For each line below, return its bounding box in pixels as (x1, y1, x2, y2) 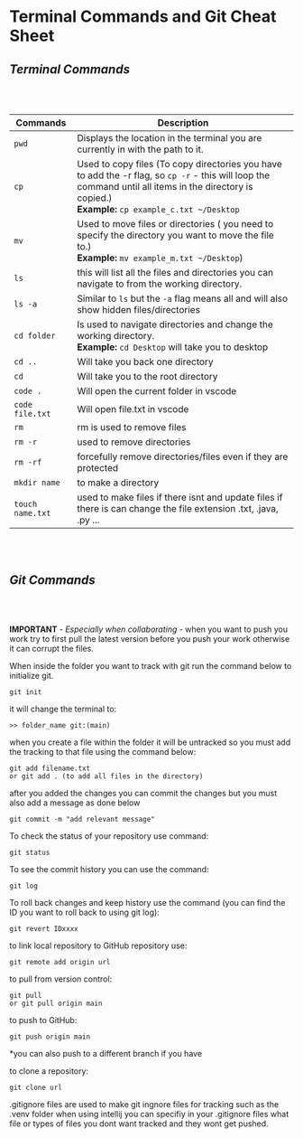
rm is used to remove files (76, 421, 187, 433)
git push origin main (9, 1032, 91, 1041)
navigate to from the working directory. (76, 277, 243, 290)
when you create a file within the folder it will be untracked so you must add (9, 737, 291, 748)
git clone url (9, 1083, 63, 1092)
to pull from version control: (9, 973, 113, 984)
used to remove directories (76, 436, 191, 448)
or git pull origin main (9, 999, 103, 1008)
